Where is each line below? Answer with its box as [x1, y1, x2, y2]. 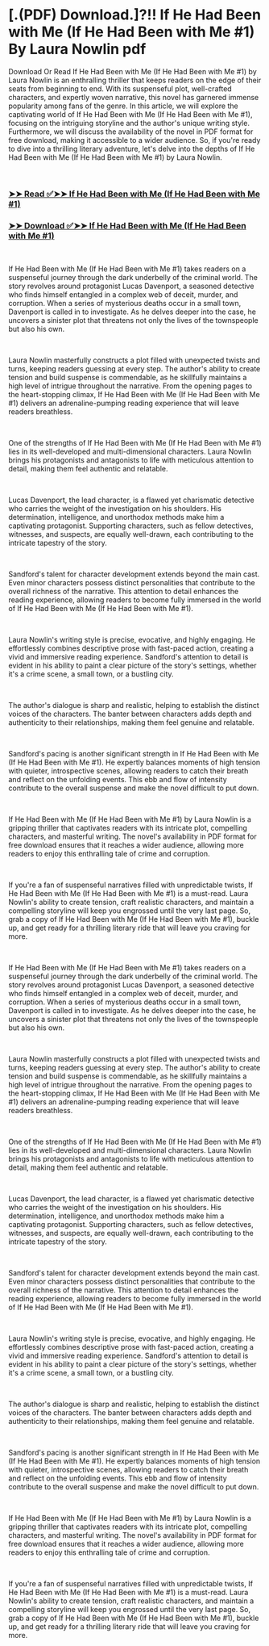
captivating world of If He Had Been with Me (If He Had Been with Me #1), [8, 109, 253, 119]
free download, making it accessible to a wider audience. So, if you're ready [8, 135, 261, 144]
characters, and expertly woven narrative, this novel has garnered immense [8, 92, 259, 102]
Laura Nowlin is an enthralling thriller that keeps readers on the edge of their [8, 75, 262, 85]
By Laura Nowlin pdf [8, 40, 147, 58]
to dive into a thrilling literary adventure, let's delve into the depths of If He [8, 144, 255, 153]
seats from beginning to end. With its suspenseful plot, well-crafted [8, 83, 232, 94]
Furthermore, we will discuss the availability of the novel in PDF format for [8, 127, 254, 136]
